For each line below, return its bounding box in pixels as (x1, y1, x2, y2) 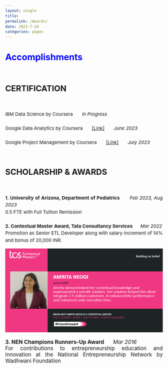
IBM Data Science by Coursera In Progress (5, 111, 107, 117)
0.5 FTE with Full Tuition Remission (5, 208, 82, 215)
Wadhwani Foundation (5, 357, 61, 364)
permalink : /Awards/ (5, 19, 48, 24)
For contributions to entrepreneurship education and (5, 345, 163, 352)
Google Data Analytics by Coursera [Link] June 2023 (5, 125, 138, 132)
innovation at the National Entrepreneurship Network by (5, 351, 163, 358)
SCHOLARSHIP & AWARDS (5, 167, 107, 177)
